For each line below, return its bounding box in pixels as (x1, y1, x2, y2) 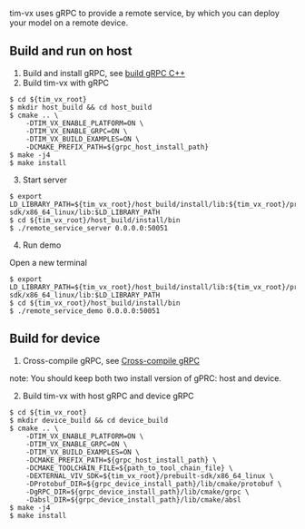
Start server (22, 174, 68, 185)
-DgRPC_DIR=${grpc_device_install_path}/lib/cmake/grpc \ (25, 487, 250, 496)
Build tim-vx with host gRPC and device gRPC (22, 390, 194, 401)
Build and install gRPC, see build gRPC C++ (22, 67, 186, 78)
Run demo (22, 240, 62, 250)
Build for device (9, 331, 101, 347)
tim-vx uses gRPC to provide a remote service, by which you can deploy (9, 8, 280, 18)
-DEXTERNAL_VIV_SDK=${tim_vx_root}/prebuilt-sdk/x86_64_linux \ (25, 471, 274, 480)
